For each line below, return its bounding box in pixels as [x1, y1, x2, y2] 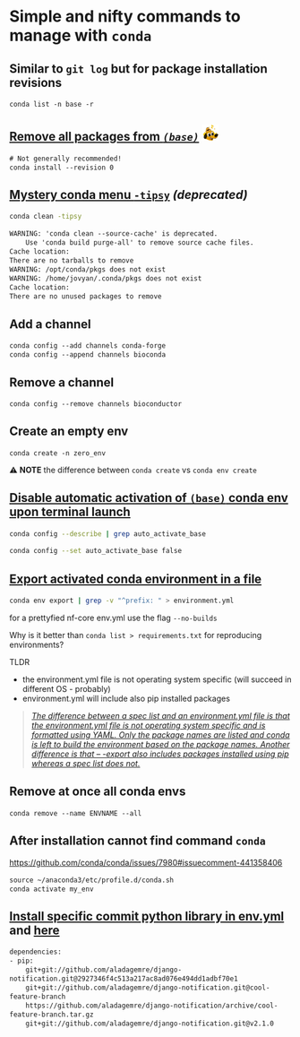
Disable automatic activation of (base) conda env [9, 490, 288, 506]
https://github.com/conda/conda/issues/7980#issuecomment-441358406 [9, 857, 283, 868]
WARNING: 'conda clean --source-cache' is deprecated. [9, 229, 219, 238]
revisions [9, 74, 63, 91]
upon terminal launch [9, 505, 132, 520]
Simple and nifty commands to [9, 6, 241, 27]
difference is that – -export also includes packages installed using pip [30, 748, 289, 759]
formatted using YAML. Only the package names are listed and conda [30, 729, 290, 740]
